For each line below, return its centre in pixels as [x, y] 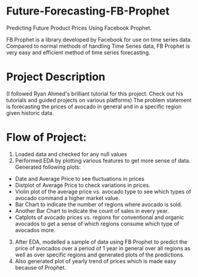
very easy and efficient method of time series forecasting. [78, 52]
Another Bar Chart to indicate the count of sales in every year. [92, 210]
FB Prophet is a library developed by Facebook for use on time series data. [99, 39]
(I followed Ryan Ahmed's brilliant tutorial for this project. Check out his [95, 93]
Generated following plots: [48, 167]
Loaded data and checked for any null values [71, 154]
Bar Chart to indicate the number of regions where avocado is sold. [98, 204]
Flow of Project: [46, 138]
